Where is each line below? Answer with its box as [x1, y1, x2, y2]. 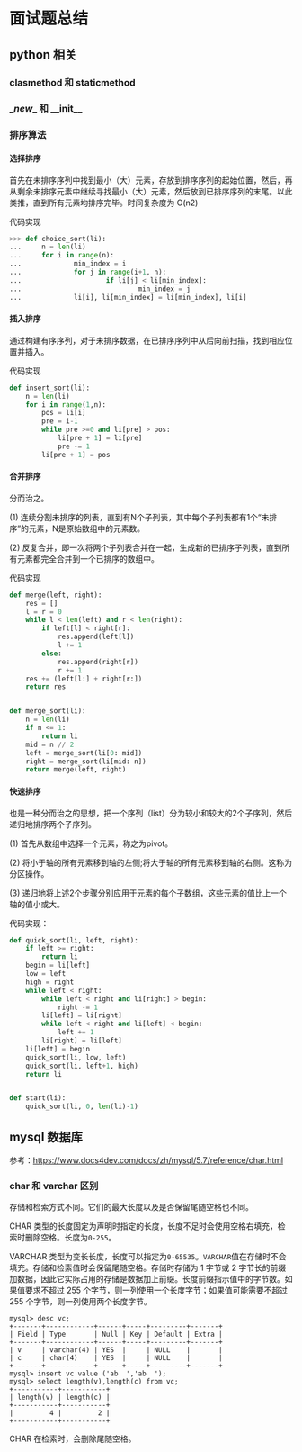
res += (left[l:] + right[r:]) [25, 674, 143, 683]
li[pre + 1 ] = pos [41, 450, 111, 459]
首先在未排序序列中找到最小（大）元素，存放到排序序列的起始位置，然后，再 [9, 175, 293, 185]
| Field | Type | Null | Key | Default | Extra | [9, 1330, 223, 1339]
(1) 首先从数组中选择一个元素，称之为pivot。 [9, 838, 173, 849]
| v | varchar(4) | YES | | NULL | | [9, 1346, 223, 1355]
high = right [25, 978, 75, 987]
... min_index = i [9, 259, 127, 268]
